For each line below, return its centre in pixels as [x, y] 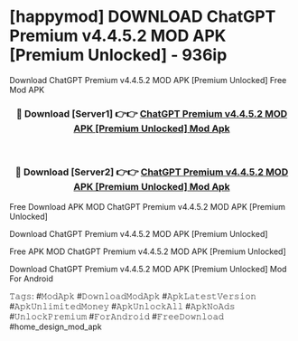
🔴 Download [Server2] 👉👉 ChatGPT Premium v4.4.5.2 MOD [152, 172]
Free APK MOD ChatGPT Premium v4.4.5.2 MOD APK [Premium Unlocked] [148, 251]
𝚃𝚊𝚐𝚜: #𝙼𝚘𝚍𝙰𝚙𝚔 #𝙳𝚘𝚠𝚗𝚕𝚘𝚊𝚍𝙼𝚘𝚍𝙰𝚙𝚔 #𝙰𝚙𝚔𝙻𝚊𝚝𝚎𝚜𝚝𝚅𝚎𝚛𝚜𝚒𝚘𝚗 [133, 296]
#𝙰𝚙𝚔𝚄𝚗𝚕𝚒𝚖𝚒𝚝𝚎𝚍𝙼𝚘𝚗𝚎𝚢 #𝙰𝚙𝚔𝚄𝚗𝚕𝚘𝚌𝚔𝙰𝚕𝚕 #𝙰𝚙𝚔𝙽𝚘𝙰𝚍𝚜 [122, 306]
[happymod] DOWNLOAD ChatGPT [143, 17]
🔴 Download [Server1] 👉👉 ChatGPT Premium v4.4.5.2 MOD [152, 113]
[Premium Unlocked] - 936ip [118, 55]
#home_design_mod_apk [56, 327]
